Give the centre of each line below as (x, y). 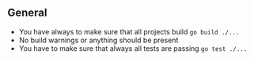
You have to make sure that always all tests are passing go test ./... (133, 48)
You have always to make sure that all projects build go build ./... (129, 31)
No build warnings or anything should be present (99, 40)
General (28, 13)
